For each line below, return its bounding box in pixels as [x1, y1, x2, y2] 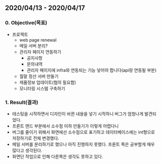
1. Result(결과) [5, 99, 38, 105]
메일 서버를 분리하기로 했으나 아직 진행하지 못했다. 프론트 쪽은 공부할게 [12, 141, 146, 147]
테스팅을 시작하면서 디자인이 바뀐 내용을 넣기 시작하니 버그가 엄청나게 [12, 111, 143, 117]
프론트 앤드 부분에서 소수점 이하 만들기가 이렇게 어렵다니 [12, 123, 119, 129]
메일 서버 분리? [19, 42, 48, 48]
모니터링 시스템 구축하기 [19, 85, 66, 91]
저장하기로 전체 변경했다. [12, 135, 59, 141]
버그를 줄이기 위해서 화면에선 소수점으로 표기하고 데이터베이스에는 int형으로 [12, 129, 155, 135]
